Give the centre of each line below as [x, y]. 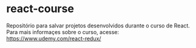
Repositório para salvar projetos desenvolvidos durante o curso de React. [98, 26]
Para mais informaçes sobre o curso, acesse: [63, 32]
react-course [40, 9]
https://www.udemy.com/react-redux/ [54, 38]
